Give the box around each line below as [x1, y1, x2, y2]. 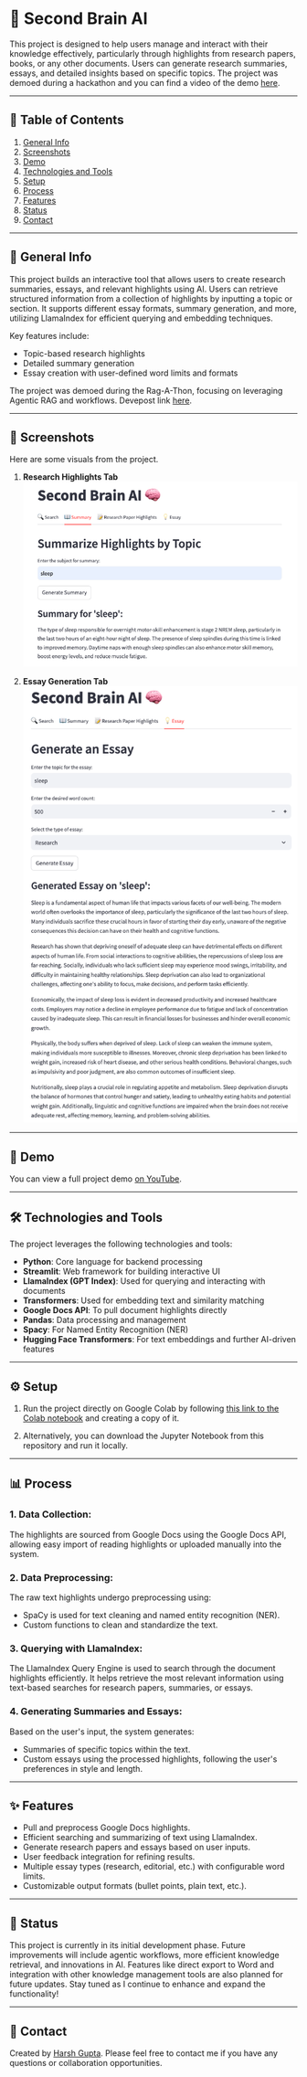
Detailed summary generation [22, 357, 135, 368]
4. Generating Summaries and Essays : [9, 1705, 183, 1718]
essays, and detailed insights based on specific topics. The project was [9, 68, 279, 79]
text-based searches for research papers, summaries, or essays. [9, 1682, 254, 1693]
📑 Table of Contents [9, 112, 124, 128]
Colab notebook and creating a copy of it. [22, 1412, 180, 1424]
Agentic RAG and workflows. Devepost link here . [9, 395, 193, 406]
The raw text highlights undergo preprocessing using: [9, 1592, 212, 1603]
